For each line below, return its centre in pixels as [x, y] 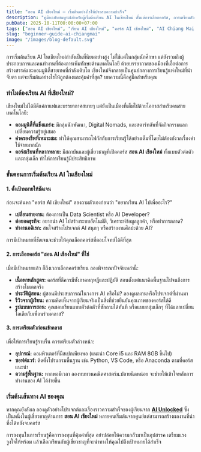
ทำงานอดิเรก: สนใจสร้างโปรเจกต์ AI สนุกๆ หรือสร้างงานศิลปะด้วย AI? [84, 228]
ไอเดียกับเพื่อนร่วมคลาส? [39, 313]
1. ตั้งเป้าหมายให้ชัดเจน [28, 188]
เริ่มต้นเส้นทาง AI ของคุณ [35, 396]
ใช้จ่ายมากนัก [28, 145]
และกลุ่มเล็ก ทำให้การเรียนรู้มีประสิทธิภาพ [55, 158]
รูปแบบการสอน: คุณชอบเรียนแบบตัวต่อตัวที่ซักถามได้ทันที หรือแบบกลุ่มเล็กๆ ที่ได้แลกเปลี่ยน [104, 307]
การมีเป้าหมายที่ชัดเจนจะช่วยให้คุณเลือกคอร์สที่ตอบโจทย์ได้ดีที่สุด [69, 240]
